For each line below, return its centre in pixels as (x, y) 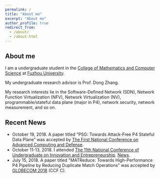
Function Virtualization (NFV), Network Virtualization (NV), (63, 97)
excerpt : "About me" (26, 18)
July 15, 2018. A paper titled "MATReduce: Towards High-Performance (82, 160)
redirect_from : (20, 28)
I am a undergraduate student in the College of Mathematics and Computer (80, 68)
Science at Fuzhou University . (35, 73)
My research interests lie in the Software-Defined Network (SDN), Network (80, 92)
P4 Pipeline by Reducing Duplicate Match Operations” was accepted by (83, 165)
